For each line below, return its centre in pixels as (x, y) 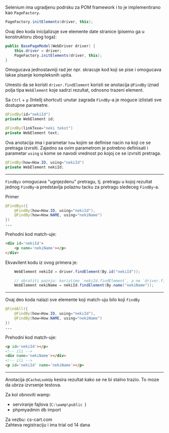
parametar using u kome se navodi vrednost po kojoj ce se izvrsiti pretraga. (83, 153)
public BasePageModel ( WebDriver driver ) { (50, 46)
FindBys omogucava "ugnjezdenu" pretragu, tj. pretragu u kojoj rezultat (79, 181)
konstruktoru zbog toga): (31, 37)
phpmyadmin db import (37, 410)
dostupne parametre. (27, 105)
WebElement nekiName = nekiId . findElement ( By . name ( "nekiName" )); (84, 285)
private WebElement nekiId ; (35, 167)
